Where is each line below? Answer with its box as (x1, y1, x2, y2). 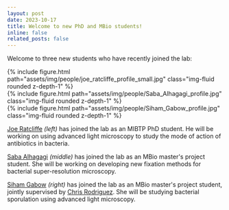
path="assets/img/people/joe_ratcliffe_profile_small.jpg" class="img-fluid (7, 75, 215, 83)
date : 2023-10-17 (7, 16, 57, 23)
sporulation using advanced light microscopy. (7, 195, 136, 203)
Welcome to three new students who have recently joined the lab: (7, 54, 193, 62)
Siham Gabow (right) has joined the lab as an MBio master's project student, (7, 180, 223, 189)
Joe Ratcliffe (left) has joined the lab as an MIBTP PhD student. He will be (7, 125, 214, 133)
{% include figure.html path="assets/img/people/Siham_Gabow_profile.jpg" (7, 104, 221, 113)
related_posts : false (7, 36, 69, 43)
